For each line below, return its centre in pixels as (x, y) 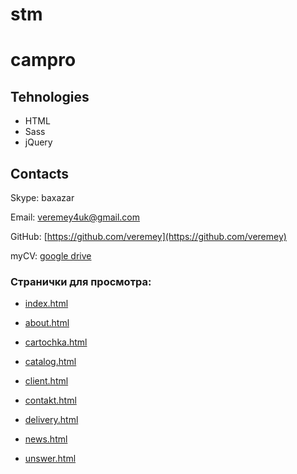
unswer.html (50, 459)
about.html (47, 323)
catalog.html (50, 362)
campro (43, 60)
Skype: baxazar (42, 197)
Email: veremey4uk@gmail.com (75, 217)
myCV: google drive (51, 256)
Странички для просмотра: (81, 281)
